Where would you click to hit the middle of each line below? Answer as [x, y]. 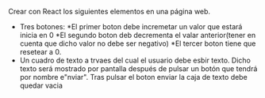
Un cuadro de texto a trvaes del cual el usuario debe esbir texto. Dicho [135, 60]
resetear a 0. [40, 52]
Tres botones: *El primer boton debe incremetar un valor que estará [131, 26]
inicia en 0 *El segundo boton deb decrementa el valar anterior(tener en [138, 35]
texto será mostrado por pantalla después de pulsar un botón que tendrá [138, 69]
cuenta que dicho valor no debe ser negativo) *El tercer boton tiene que [138, 43]
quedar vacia [41, 85]
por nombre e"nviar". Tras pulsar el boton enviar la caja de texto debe [133, 77]
